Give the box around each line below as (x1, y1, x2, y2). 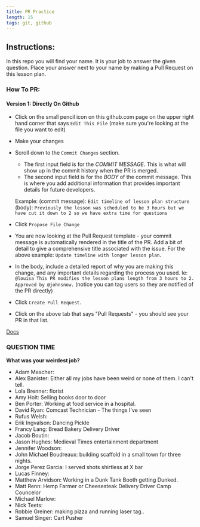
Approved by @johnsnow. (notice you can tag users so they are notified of (14, 281, 194, 288)
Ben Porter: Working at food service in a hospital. (14, 400, 136, 407)
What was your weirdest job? (6, 356, 81, 364)
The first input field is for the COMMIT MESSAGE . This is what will (23, 161, 186, 168)
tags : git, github (6, 20, 52, 26)
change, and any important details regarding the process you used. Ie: (14, 269, 188, 276)
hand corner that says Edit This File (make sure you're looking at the (14, 120, 189, 127)
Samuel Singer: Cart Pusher (14, 514, 84, 521)
